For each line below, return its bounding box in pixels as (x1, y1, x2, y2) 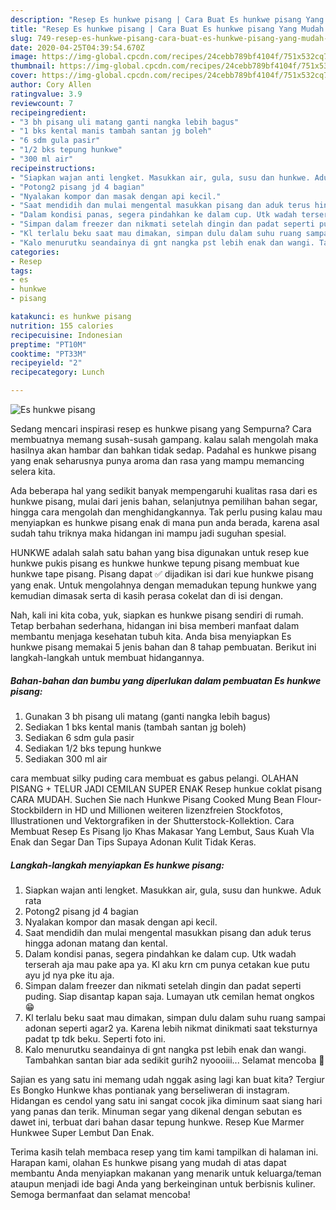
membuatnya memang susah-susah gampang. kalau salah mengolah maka (10, 434, 319, 445)
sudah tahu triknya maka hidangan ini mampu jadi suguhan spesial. (10, 527, 287, 539)
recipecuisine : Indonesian (10, 330, 123, 340)
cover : (10, 71, 38, 81)
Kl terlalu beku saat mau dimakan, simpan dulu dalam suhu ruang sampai (24, 1011, 326, 1023)
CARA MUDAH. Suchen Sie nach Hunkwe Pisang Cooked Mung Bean (10, 793, 295, 805)
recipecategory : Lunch (10, 367, 105, 378)
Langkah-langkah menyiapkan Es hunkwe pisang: (10, 859, 225, 871)
